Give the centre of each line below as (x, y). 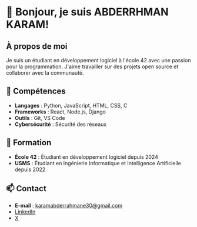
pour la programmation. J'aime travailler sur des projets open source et (92, 66)
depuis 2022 (30, 169)
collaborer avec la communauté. (45, 73)
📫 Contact (26, 188)
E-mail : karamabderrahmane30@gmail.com (69, 206)
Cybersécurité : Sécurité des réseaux (61, 124)
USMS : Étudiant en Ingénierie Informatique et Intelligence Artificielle (98, 163)
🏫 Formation (29, 143)
